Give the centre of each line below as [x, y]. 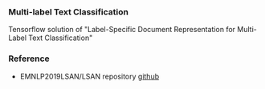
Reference [29, 59]
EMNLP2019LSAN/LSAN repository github [89, 76]
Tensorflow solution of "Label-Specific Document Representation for [122, 30]
